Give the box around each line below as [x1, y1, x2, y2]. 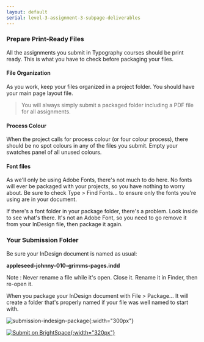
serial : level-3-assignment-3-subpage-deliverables [6, 15, 140, 21]
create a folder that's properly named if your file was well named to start [6, 298, 189, 306]
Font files [6, 162, 31, 170]
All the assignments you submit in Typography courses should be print [6, 48, 184, 56]
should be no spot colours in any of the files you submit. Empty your [6, 142, 178, 150]
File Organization [6, 69, 51, 77]
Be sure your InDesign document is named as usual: [6, 249, 137, 257]
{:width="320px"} [70, 329, 115, 336]
